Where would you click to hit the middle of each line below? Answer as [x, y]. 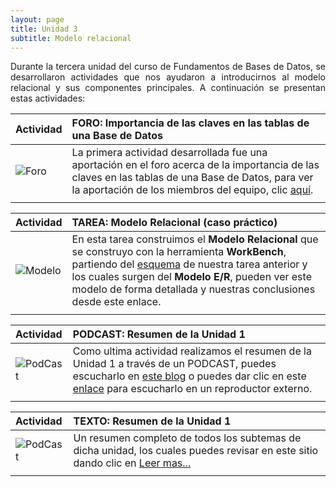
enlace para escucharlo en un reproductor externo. [192, 389]
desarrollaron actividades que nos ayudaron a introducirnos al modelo [168, 77]
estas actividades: [48, 98]
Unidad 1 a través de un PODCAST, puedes [174, 364]
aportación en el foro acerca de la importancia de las [195, 165]
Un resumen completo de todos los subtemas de [187, 438]
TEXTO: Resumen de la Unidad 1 [152, 421]
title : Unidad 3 [44, 29]
